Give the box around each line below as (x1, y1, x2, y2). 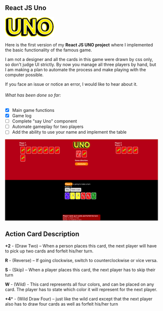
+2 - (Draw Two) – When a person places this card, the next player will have (5, 243, 157, 249)
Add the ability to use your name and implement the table (12, 129, 127, 135)
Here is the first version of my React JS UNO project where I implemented (5, 42, 153, 47)
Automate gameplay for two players (12, 124, 84, 130)
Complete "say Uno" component (12, 118, 77, 124)
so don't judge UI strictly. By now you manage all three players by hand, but (5, 62, 156, 67)
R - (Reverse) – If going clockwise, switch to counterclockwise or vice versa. (5, 257, 158, 263)
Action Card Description (5, 230, 80, 238)
